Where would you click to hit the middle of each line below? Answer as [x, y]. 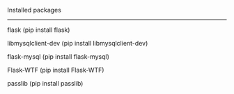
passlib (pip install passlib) [45, 83]
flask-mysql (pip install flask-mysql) [58, 57]
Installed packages [34, 10]
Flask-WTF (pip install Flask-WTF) [56, 70]
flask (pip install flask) [39, 30]
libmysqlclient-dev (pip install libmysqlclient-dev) [78, 43]
